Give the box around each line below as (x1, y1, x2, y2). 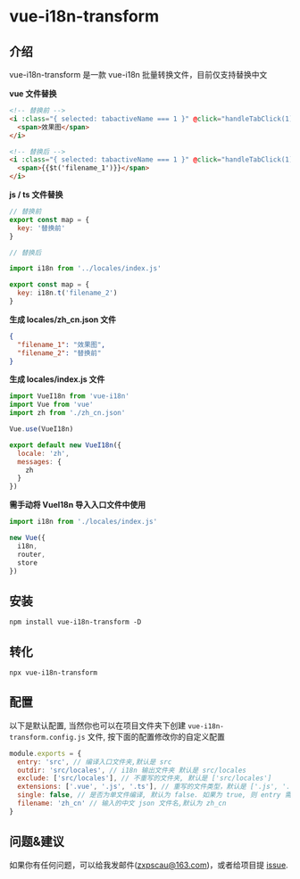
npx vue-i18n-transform (9, 668, 98, 677)
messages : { (17, 457, 62, 466)
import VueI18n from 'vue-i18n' (9, 392, 129, 401)
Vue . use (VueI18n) (9, 425, 74, 434)
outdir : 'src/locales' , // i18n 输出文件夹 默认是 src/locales (17, 766, 247, 775)
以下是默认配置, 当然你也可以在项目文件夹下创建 (9, 720, 186, 731)
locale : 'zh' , (17, 449, 70, 458)
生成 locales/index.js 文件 (9, 374, 105, 385)
